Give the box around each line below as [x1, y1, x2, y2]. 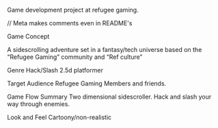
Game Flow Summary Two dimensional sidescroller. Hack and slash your [7, 92, 212, 101]
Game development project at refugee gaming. [7, 6, 139, 14]
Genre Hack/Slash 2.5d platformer [7, 66, 104, 74]
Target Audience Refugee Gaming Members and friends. [7, 79, 167, 88]
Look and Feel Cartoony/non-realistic [7, 113, 112, 121]
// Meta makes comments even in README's [7, 19, 133, 27]
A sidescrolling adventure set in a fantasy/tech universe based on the [7, 46, 202, 53]
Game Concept [7, 32, 50, 40]
